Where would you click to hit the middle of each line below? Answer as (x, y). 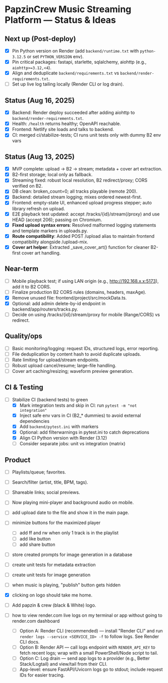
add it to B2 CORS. (32, 286)
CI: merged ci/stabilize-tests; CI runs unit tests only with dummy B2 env (87, 135)
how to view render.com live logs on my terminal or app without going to (87, 615)
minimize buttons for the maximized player (56, 523)
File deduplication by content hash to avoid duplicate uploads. (77, 354)
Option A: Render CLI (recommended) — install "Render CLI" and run (91, 631)
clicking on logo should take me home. (52, 595)
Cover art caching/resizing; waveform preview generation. (73, 371)
